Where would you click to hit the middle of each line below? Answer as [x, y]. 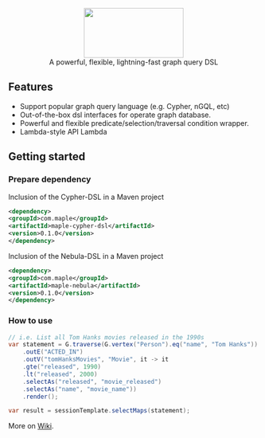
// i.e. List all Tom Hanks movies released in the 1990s [106, 337]
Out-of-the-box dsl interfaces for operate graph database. [115, 115]
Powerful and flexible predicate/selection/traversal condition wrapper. [134, 123]
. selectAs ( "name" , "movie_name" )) [80, 389]
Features [31, 87]
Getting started [47, 156]
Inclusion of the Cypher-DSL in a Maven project [86, 197]
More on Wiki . [31, 426]
